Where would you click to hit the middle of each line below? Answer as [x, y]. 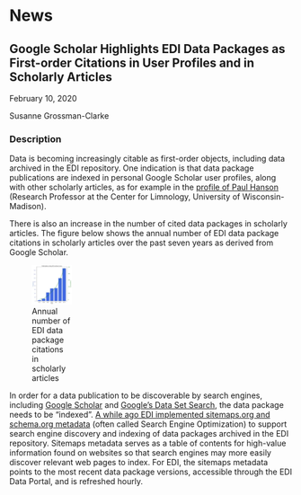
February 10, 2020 [44, 98]
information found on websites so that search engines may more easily [141, 453]
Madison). [28, 207]
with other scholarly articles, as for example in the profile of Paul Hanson [144, 187]
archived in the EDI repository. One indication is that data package [132, 168]
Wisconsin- [263, 197]
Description [35, 138]
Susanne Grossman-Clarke [59, 116]
